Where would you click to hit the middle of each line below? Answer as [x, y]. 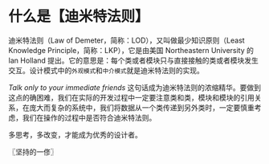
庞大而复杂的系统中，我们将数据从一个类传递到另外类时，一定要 [135, 107]
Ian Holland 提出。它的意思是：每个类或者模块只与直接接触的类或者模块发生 [134, 60]
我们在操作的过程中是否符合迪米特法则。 [89, 117]
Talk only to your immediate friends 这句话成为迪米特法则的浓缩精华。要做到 [135, 87]
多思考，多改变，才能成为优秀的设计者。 [75, 134]
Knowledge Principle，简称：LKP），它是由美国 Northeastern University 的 [131, 50]
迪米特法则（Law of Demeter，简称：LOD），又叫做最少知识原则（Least [126, 40]
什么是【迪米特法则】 [79, 16]
